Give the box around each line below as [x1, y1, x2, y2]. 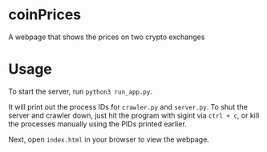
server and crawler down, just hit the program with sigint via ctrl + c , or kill [8, 110, 260, 120]
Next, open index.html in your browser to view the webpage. [8, 134, 210, 144]
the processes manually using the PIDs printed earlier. [8, 118, 187, 129]
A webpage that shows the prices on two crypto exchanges [8, 32, 205, 42]
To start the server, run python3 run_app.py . [8, 86, 152, 96]
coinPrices [8, 6, 82, 24]
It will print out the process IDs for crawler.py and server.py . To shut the [8, 102, 249, 111]
